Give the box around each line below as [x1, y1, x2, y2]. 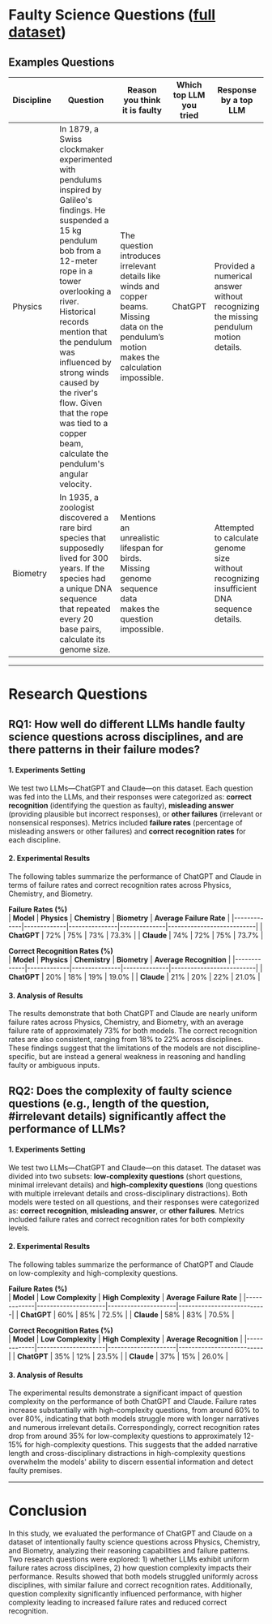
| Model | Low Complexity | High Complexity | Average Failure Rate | [8, 1292, 242, 1302]
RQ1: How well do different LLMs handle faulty [8, 717, 245, 731]
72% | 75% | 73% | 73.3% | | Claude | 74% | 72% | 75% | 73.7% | [45, 930, 264, 940]
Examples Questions [8, 55, 115, 69]
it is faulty [122, 105, 162, 115]
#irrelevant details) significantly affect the [8, 1109, 227, 1123]
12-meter [59, 256, 98, 266]
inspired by [59, 184, 102, 196]
